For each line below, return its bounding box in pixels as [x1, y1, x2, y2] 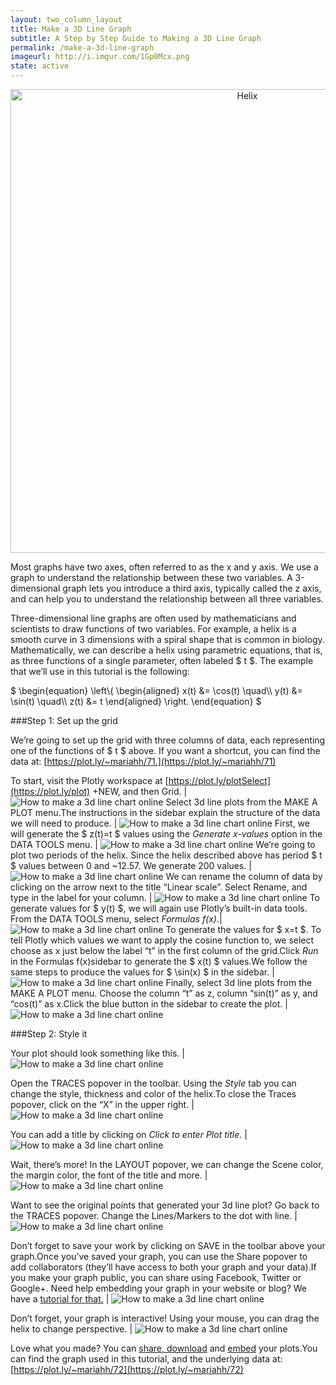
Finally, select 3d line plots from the [165, 977, 313, 988]
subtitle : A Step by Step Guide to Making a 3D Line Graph [10, 33, 262, 43]
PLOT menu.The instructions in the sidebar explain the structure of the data [10, 807, 321, 818]
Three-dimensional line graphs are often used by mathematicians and [10, 612, 297, 624]
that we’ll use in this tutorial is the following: [10, 666, 190, 677]
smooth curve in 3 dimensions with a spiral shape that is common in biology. [10, 634, 325, 645]
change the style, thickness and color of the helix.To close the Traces [10, 1088, 297, 1100]
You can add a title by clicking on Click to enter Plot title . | [10, 1129, 248, 1140]
